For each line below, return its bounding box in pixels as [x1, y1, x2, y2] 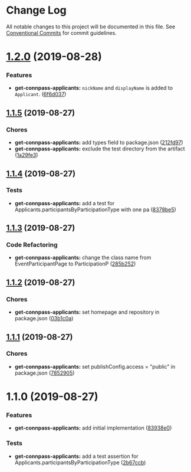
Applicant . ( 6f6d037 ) [14, 91, 67, 98]
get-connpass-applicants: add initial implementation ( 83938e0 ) [14, 424, 172, 431]
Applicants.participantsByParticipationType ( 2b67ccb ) [14, 458, 146, 466]
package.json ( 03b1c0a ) [14, 315, 74, 322]
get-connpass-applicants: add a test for [14, 199, 115, 206]
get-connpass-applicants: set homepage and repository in [14, 309, 160, 316]
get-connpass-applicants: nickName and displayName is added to [14, 84, 173, 91]
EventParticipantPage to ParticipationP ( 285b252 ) [14, 260, 136, 267]
